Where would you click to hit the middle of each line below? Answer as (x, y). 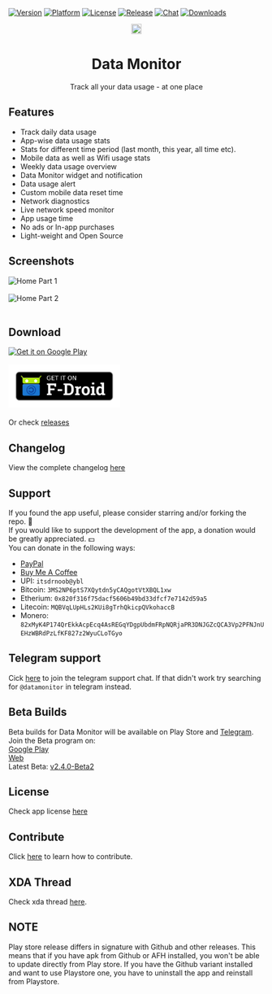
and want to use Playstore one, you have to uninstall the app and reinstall (131, 973)
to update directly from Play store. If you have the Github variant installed (131, 964)
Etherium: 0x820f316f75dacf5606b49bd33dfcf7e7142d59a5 (114, 598)
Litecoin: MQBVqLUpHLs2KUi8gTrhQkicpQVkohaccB (97, 607)
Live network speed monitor (67, 209)
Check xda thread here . (48, 902)
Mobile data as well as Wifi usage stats (85, 158)
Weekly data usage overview (69, 166)
